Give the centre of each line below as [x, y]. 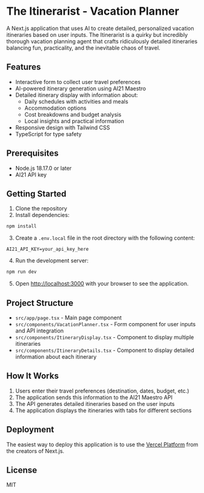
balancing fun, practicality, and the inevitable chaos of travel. [83, 48]
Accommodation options [55, 108]
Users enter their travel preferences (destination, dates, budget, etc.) [102, 391]
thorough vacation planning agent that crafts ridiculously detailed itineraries [102, 41]
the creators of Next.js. [35, 451]
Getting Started [36, 193]
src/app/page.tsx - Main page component [68, 318]
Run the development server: [52, 261]
